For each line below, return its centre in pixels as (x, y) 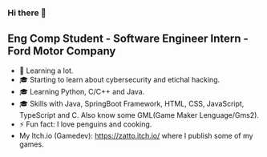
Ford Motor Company (62, 51)
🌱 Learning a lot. (46, 70)
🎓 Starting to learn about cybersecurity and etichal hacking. (119, 79)
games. (32, 144)
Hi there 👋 (27, 13)
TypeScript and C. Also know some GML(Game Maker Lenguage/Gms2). (139, 115)
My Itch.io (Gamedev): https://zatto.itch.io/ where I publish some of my (136, 135)
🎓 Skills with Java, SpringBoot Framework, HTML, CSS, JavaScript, (131, 103)
